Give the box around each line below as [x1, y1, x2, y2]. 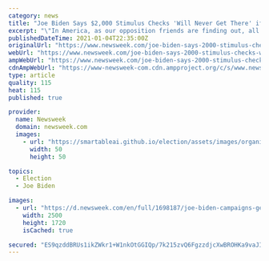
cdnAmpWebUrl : [8, 64, 56, 72]
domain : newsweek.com [15, 123, 88, 131]
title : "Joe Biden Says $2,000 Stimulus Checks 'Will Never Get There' [8, 19, 252, 27]
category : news [8, 11, 59, 20]
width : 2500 [22, 211, 62, 219]
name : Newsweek [15, 115, 66, 124]
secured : [8, 241, 38, 249]
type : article [8, 71, 56, 79]
